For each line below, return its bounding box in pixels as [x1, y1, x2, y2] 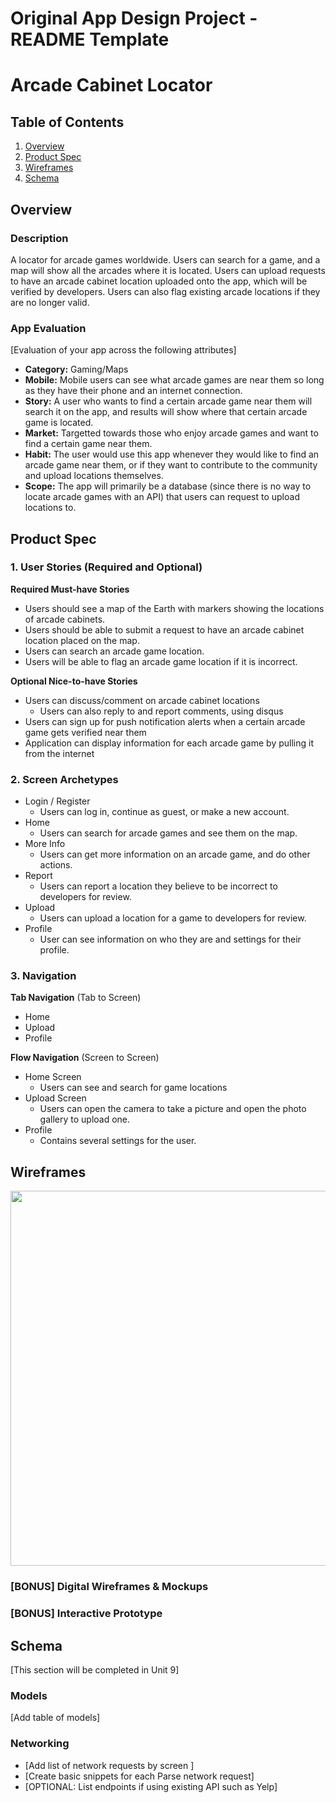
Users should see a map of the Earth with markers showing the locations [24, 602, 325, 614]
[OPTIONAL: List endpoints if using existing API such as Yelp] [24, 1780, 278, 1792]
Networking [10, 1737, 70, 1751]
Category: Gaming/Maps [24, 363, 129, 376]
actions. [39, 859, 73, 871]
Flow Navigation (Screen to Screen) [10, 1052, 160, 1064]
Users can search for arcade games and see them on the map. [39, 827, 298, 839]
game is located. [24, 417, 94, 429]
